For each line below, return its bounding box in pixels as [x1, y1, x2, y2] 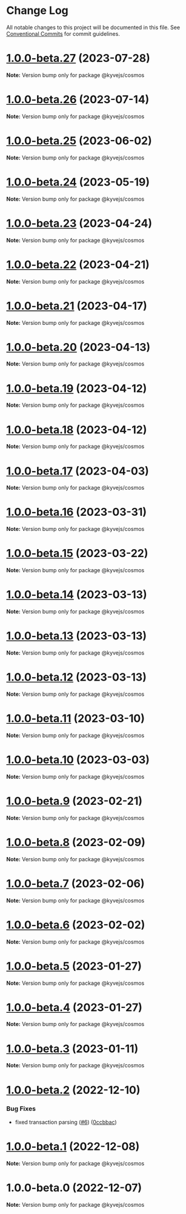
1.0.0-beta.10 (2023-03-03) [6, 753, 150, 767]
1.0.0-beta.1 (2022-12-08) [6, 1140, 140, 1153]
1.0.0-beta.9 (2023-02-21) [6, 795, 143, 808]
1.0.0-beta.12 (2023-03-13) [6, 670, 147, 684]
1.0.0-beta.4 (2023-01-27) [6, 1001, 142, 1014]
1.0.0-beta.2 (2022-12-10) [6, 1083, 141, 1097]
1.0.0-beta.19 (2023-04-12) [6, 381, 147, 395]
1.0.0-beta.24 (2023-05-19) [6, 175, 150, 188]
